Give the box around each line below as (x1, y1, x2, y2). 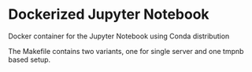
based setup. (8, 55, 51, 64)
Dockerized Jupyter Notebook (8, 5, 210, 23)
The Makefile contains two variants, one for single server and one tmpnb (8, 46, 244, 56)
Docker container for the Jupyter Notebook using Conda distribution (8, 31, 230, 41)
